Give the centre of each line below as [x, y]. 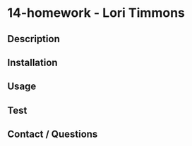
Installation [32, 62]
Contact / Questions [53, 134]
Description [34, 39]
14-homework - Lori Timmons [96, 13]
